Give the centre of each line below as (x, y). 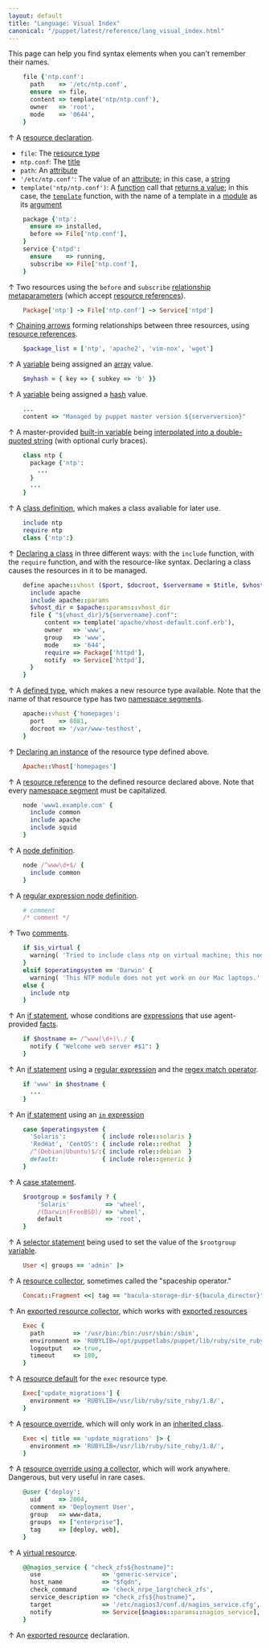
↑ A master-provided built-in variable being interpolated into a (111, 432)
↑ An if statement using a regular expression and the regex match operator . (133, 1069)
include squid (53, 828)
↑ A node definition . (42, 850)
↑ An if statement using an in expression (76, 1114)
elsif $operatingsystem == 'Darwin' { (88, 970)
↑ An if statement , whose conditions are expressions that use (110, 1016)
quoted (20, 441)
